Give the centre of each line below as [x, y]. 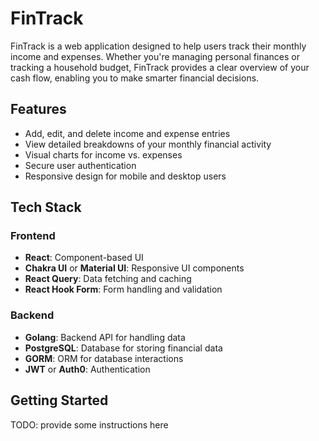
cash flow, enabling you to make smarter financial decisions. [135, 78]
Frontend [33, 236]
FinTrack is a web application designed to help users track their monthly [158, 46]
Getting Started [59, 400]
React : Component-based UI [84, 258]
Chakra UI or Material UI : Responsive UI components [134, 268]
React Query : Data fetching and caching [108, 279]
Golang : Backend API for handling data [105, 337]
